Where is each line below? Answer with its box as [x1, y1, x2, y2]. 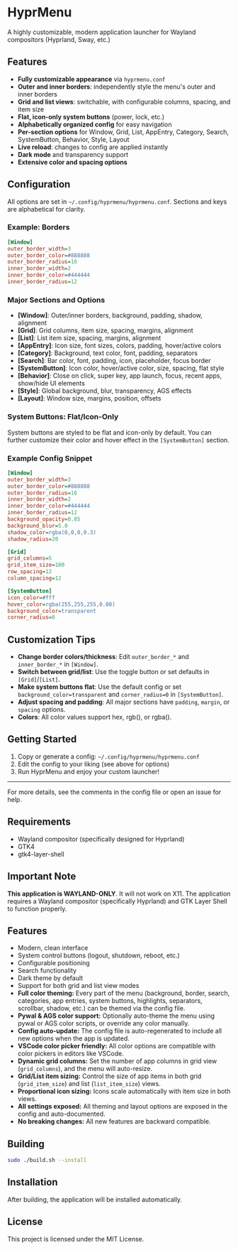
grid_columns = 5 [7, 555, 52, 562]
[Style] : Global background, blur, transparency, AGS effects [17, 386, 192, 395]
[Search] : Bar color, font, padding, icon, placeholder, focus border [17, 357, 211, 365]
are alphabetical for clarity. [7, 205, 86, 213]
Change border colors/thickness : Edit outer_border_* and [17, 653, 189, 661]
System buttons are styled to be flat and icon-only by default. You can [7, 428, 212, 437]
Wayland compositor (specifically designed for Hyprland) [17, 835, 185, 843]
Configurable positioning [17, 959, 90, 967]
